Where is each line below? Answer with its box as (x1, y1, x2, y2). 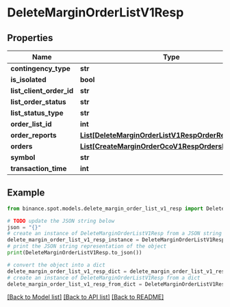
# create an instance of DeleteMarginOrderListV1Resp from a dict (7, 274, 201, 281)
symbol (10, 152, 36, 162)
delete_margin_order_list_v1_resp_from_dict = (7, 280, 142, 288)
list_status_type (10, 108, 64, 118)
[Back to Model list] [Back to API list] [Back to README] (7, 293, 164, 302)
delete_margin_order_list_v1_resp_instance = (7, 237, 139, 243)
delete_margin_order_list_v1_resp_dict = (7, 268, 127, 275)
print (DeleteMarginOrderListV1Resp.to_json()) (7, 250, 142, 256)
